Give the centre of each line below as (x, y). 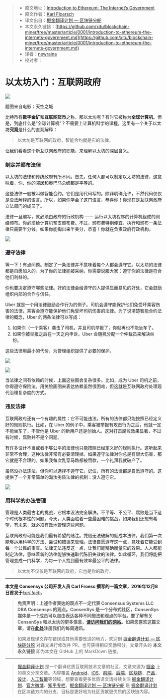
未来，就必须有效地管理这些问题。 (53, 525)
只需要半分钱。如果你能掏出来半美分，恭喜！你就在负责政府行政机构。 (81, 229)
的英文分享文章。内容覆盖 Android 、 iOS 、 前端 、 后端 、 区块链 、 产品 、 (88, 673)
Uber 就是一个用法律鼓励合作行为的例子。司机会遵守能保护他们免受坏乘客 (81, 305)
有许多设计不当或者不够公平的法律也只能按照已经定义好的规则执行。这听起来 (83, 448)
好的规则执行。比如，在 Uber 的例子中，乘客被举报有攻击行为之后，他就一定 (83, 424)
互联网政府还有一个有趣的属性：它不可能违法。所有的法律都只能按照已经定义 (83, 418)
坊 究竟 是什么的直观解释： (31, 129)
